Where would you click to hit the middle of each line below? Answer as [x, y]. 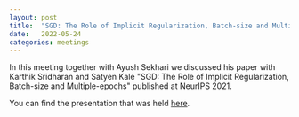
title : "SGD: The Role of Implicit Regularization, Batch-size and [139, 26]
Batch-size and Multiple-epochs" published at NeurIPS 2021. [121, 86]
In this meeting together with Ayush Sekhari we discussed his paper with [142, 67]
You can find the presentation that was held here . [100, 104]
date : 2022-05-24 [45, 34]
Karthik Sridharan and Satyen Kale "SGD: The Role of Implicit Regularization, [149, 77]
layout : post [33, 17]
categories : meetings [49, 42]
